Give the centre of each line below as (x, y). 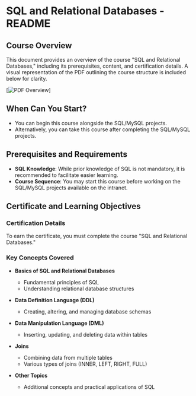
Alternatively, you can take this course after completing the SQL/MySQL (102, 129)
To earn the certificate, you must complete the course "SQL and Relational (97, 236)
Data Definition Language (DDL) (54, 300)
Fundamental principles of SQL (61, 282)
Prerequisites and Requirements (67, 155)
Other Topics (31, 375)
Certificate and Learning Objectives (73, 206)
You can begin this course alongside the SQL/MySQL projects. (91, 123)
